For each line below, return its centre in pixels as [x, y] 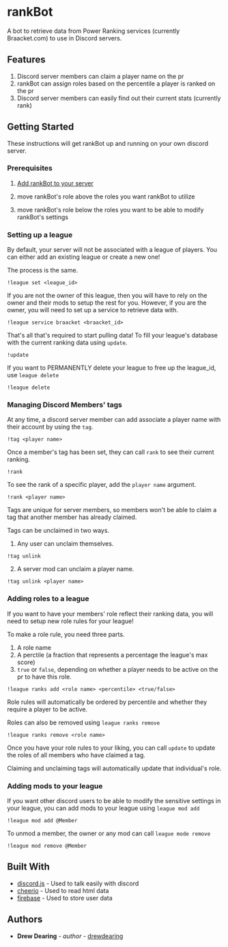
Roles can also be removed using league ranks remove [84, 722]
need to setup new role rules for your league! [71, 621]
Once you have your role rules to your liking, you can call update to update [111, 748]
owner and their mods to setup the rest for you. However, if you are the [107, 303]
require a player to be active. [47, 709]
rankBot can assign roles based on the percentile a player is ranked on [116, 84]
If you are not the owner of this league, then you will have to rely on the [107, 296]
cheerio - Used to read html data [63, 890]
